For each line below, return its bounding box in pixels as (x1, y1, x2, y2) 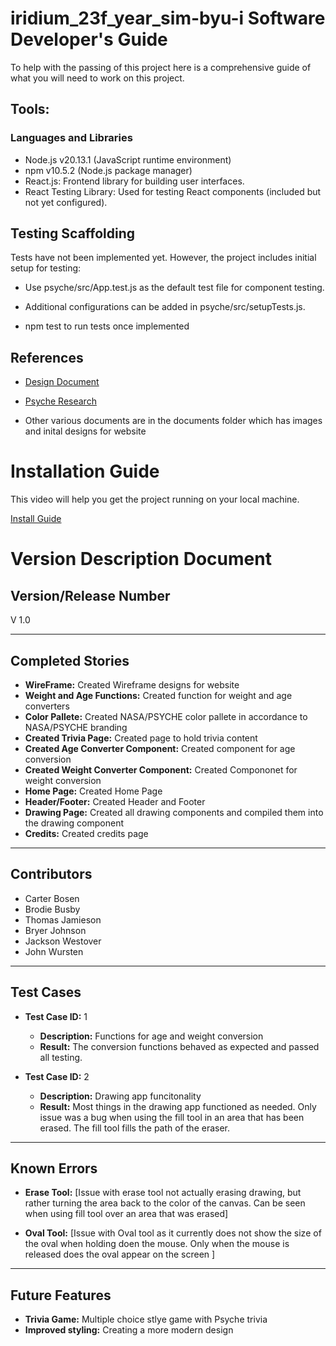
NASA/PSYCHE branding (24, 722, 128, 733)
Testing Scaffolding (10, 225, 136, 242)
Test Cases (10, 984, 82, 1001)
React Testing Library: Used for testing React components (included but (24, 185, 322, 197)
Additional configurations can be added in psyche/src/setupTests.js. (24, 301, 306, 313)
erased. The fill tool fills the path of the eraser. (39, 1122, 230, 1134)
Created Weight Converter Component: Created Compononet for (24, 764, 298, 776)
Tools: (10, 101, 50, 118)
